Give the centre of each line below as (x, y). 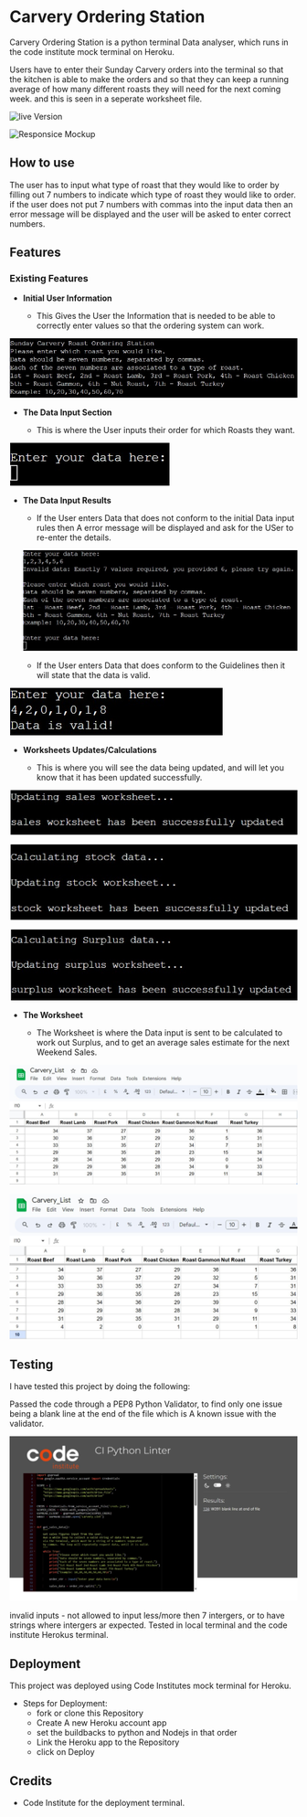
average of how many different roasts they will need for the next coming (145, 89)
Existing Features (49, 279)
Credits (31, 1781)
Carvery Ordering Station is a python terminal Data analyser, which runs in (149, 42)
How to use (42, 163)
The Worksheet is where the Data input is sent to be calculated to (159, 1032)
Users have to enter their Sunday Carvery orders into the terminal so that (147, 69)
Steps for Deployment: (65, 1704)
